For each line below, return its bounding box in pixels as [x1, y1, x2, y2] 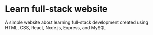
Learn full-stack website [5, 3, 108, 15]
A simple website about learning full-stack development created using [5, 19, 149, 25]
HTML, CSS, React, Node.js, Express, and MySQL [5, 24, 106, 30]
